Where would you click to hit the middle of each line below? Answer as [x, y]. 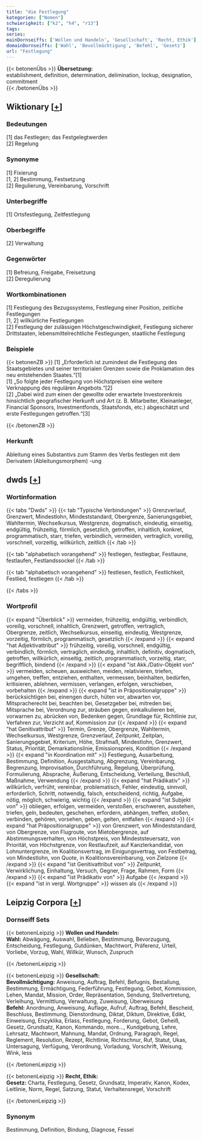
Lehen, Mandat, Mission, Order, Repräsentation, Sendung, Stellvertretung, [98, 995]
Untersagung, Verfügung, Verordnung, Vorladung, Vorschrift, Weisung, [95, 1046]
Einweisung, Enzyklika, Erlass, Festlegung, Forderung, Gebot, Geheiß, [93, 1021]
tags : [13, 29]
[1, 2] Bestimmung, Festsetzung [46, 179]
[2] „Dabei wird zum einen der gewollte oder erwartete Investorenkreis [94, 394]
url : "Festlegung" [29, 51]
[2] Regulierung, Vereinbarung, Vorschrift [58, 185]
